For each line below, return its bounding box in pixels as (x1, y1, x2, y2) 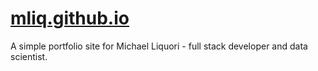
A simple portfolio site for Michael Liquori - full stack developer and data (10, 40, 308, 52)
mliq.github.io (10, 7, 130, 30)
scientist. (10, 50, 48, 62)
